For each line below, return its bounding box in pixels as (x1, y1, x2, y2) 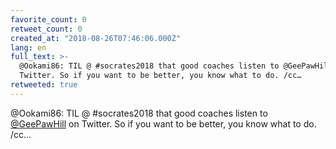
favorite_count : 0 (10, 14, 87, 25)
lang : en (10, 42, 47, 53)
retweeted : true (10, 80, 78, 90)
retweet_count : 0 (10, 24, 83, 34)
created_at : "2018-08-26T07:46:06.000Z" (10, 33, 182, 43)
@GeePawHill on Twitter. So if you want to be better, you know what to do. (10, 117, 317, 130)
